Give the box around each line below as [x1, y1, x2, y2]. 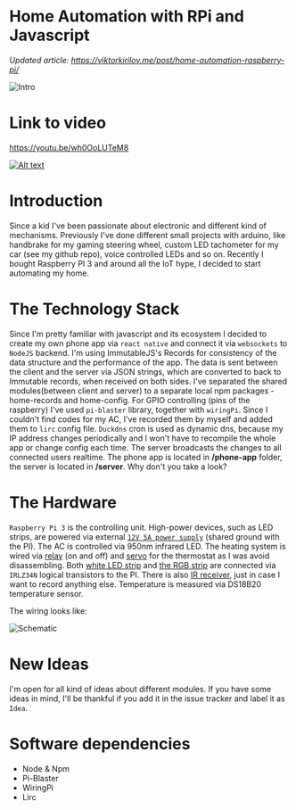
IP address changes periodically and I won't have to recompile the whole [9, 433, 276, 443]
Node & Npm [21, 763, 70, 773]
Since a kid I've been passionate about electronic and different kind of [9, 220, 267, 231]
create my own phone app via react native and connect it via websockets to [9, 337, 288, 349]
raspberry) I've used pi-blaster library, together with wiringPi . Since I [9, 404, 268, 415]
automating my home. [9, 268, 89, 278]
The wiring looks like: [9, 605, 87, 616]
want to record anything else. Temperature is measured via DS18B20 [9, 578, 261, 590]
